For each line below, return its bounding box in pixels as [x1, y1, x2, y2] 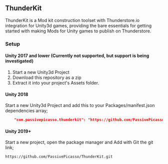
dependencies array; [5, 107, 48, 114]
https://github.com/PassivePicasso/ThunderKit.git [5, 154, 113, 159]
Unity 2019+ [5, 128, 31, 134]
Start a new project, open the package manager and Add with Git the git [5, 139, 153, 145]
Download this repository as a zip [12, 74, 81, 80]
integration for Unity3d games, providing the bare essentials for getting [5, 22, 151, 28]
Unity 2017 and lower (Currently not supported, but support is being [5, 52, 149, 59]
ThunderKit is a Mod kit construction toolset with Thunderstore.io [5, 17, 140, 23]
